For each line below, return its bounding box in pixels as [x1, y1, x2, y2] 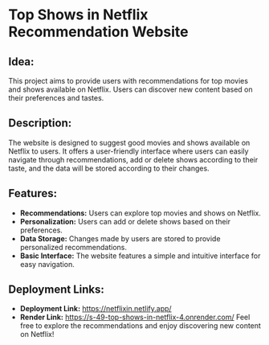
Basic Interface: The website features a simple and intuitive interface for [19, 251, 261, 261]
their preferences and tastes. [8, 93, 104, 102]
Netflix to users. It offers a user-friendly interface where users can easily [8, 146, 249, 156]
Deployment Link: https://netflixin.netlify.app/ [19, 304, 172, 314]
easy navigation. [19, 259, 75, 269]
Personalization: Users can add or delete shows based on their [19, 216, 231, 226]
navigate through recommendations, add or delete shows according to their [8, 154, 259, 164]
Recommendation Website [8, 23, 189, 41]
